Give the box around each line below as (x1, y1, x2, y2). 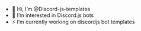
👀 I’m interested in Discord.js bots (11, 12, 94, 19)
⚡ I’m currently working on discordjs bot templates (11, 18, 135, 25)
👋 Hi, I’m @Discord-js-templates (11, 6, 91, 12)
